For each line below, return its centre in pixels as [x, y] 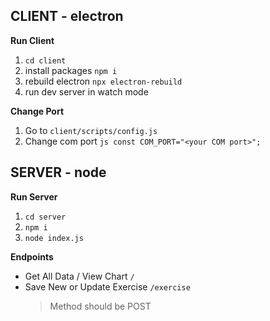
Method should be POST [100, 306]
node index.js [54, 238]
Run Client [32, 40]
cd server [45, 217]
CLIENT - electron [67, 16]
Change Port [37, 111]
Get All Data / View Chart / [79, 276]
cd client [45, 60]
